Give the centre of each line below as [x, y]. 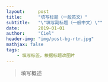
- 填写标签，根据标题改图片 [46, 55]
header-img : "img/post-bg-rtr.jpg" [50, 39]
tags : [13, 50]
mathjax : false [25, 45]
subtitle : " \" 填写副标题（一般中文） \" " [54, 22]
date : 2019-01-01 [36, 28]
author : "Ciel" [30, 34]
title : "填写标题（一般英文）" [47, 17]
